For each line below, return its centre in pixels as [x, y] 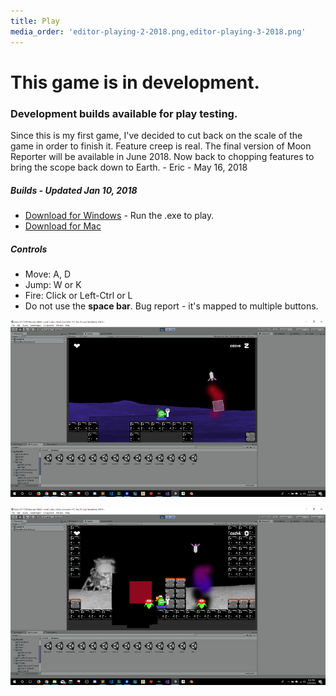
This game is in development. [135, 82]
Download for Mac [63, 226]
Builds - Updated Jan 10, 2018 [74, 190]
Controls [29, 249]
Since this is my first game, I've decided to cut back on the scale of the [156, 135]
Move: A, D [48, 274]
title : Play [35, 21]
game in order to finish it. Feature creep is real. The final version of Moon [161, 146]
